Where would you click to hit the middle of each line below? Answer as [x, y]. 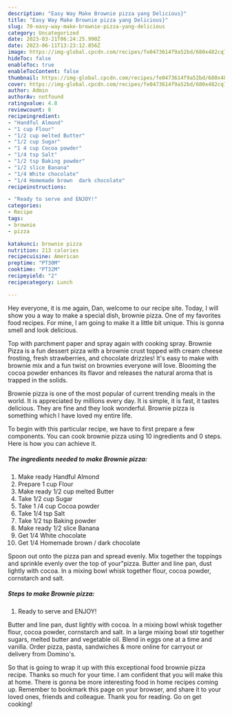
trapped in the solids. [38, 380]
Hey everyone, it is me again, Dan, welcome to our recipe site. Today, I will [113, 308]
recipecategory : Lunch [40, 282]
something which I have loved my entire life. [70, 415]
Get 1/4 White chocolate [52, 535]
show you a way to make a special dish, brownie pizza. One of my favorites [114, 315]
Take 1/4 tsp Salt [41, 513]
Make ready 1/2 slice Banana [59, 528]
